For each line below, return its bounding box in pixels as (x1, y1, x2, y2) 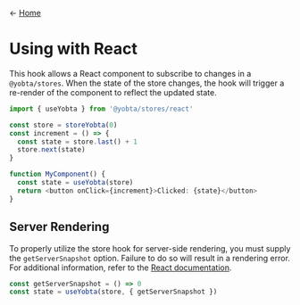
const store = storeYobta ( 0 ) (9, 120, 118, 129)
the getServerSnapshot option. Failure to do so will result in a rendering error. (9, 252, 290, 263)
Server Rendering (9, 219, 110, 235)
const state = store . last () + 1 (17, 137, 138, 146)
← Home (9, 8, 42, 18)
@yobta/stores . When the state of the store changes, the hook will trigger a (9, 78, 285, 88)
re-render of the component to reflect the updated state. (9, 87, 217, 97)
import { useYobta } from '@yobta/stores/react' (9, 104, 194, 113)
